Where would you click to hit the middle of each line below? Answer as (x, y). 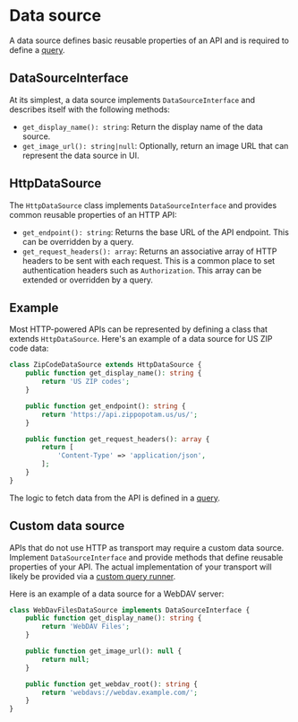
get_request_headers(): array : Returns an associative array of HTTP (149, 251)
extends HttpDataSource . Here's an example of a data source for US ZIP (141, 339)
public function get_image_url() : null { (103, 651)
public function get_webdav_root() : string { (112, 684)
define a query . (37, 49)
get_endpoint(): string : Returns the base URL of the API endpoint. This (155, 232)
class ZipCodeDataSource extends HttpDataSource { (106, 365)
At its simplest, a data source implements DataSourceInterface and (132, 100)
